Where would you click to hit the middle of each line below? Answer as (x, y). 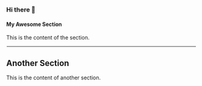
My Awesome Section (34, 24)
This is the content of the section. (48, 38)
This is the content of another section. (54, 78)
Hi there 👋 (21, 10)
